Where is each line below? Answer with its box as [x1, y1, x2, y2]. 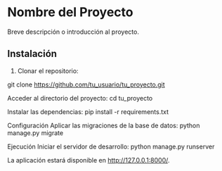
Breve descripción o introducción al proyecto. [7, 27, 139, 36]
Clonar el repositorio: [17, 66, 79, 75]
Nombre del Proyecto [7, 4, 133, 20]
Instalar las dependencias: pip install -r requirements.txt [7, 107, 169, 116]
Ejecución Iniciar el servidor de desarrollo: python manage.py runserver [7, 142, 215, 151]
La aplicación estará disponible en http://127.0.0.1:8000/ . [7, 156, 170, 164]
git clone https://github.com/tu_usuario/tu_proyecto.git [7, 80, 165, 89]
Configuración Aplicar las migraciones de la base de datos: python [7, 121, 200, 129]
